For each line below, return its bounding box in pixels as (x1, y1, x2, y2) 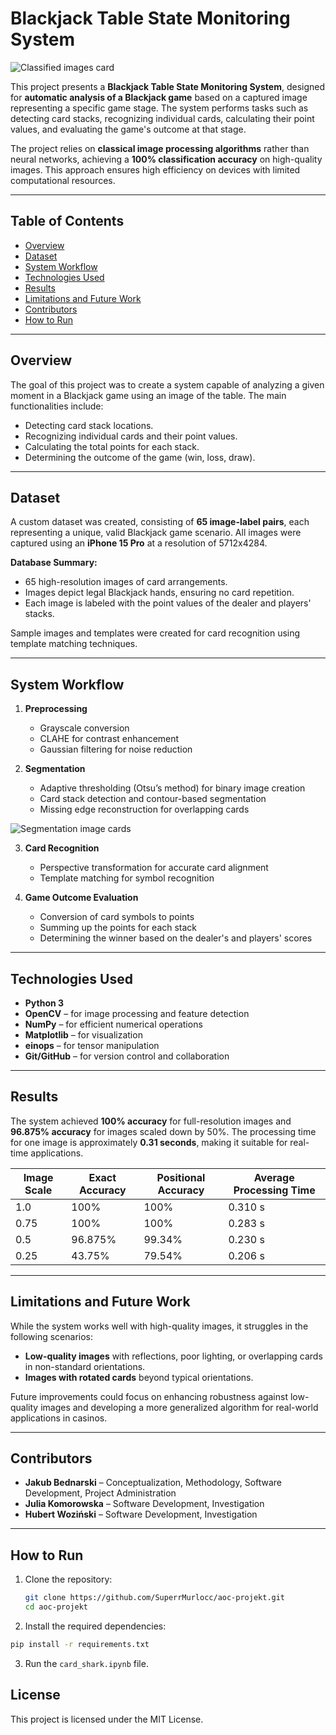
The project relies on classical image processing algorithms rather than (10, 142, 310, 154)
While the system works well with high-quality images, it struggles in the (10, 1320, 309, 1332)
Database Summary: (10, 557, 98, 569)
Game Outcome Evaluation (24, 892, 139, 904)
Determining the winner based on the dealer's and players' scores (39, 932, 313, 944)
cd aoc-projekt (24, 1602, 89, 1612)
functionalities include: (10, 400, 104, 412)
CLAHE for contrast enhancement (39, 733, 180, 745)
